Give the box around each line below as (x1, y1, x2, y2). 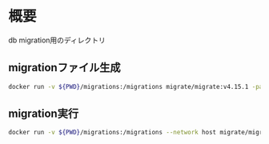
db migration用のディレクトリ (8, 35, 106, 45)
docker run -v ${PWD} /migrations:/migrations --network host (8, 129, 217, 137)
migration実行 (8, 107, 78, 121)
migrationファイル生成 (8, 61, 121, 74)
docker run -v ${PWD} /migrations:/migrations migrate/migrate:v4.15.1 (8, 82, 249, 90)
